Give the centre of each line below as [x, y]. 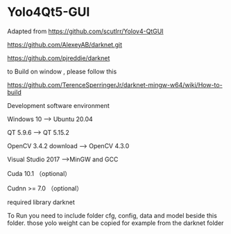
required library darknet [41, 202]
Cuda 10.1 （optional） [39, 173]
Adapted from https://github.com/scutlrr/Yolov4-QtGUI [86, 31]
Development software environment [58, 105]
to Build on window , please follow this [62, 71]
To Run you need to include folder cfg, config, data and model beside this [112, 215]
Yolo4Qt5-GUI [49, 12]
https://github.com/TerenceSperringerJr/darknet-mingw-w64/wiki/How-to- [115, 84]
